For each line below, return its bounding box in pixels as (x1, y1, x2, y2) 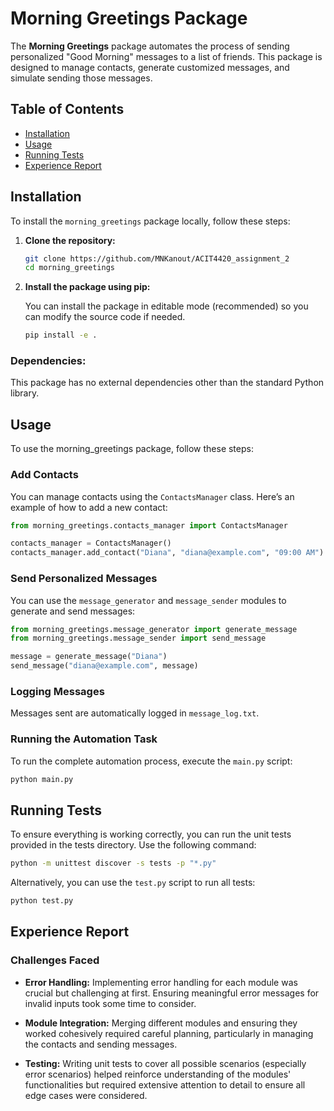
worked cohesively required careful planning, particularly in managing (24, 1027, 314, 1039)
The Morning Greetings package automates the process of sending (10, 40, 290, 52)
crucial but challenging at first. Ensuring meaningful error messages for (24, 987, 320, 999)
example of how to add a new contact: (10, 501, 168, 513)
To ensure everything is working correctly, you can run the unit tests (10, 828, 292, 841)
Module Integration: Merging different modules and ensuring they (24, 1017, 298, 1029)
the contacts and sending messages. (24, 1038, 178, 1050)
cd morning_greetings (24, 263, 115, 273)
